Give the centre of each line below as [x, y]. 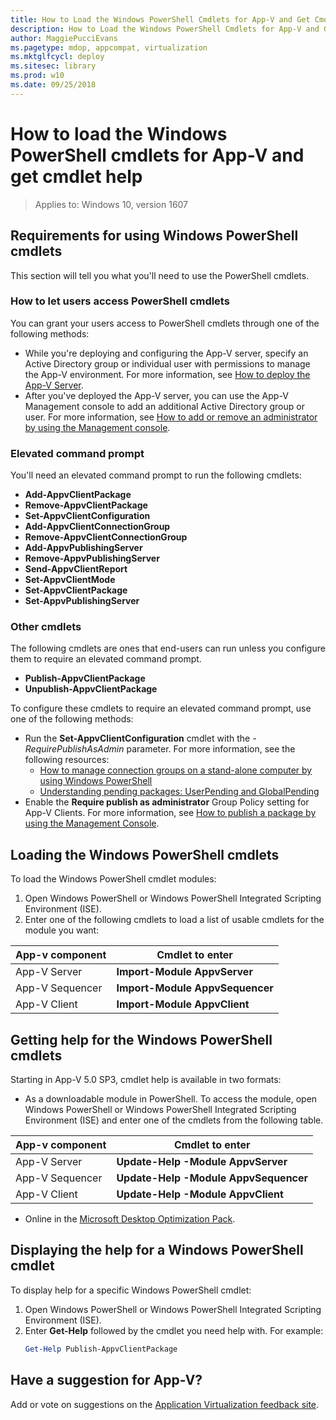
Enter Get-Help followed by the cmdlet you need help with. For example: [174, 1330]
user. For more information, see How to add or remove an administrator [171, 417]
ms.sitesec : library [53, 66]
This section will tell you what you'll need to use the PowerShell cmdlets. [160, 275]
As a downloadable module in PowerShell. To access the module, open [171, 1099]
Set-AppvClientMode [70, 580]
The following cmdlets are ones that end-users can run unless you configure [168, 648]
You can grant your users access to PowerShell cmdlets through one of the [165, 323]
